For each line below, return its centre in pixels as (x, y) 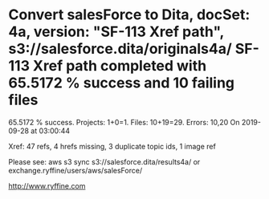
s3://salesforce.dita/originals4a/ (120, 49)
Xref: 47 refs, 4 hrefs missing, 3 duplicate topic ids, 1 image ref (112, 146)
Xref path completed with (120, 66)
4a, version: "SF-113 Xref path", (116, 32)
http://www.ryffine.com (47, 185)
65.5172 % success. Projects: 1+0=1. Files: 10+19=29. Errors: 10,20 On (124, 122)
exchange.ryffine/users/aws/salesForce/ (75, 170)
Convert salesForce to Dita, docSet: (129, 15)
